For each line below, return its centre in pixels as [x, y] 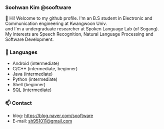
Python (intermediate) [35, 79]
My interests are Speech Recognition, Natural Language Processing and [79, 34]
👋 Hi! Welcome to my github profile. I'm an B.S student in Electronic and [79, 18]
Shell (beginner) [29, 84]
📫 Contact [18, 103]
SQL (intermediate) [32, 90]
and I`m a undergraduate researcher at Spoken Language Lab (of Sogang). [82, 29]
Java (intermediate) [32, 74]
